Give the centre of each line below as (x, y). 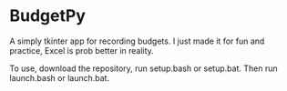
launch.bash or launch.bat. (60, 77)
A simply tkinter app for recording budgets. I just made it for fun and (137, 41)
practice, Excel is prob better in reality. (82, 50)
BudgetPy (48, 16)
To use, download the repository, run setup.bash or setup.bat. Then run (143, 68)
